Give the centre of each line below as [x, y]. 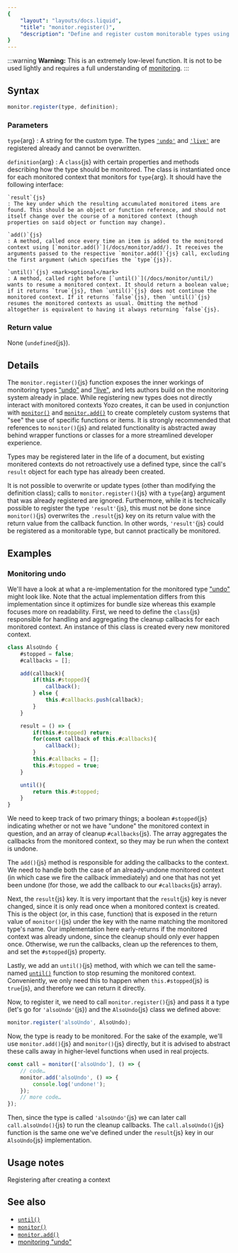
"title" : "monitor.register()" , [68, 27]
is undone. [23, 849]
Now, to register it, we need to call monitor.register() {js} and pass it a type [119, 1002]
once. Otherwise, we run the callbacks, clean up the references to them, [113, 944]
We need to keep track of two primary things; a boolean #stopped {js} [107, 819]
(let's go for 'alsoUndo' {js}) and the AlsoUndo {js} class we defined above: [114, 1010]
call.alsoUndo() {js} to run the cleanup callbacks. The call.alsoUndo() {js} [116, 1125]
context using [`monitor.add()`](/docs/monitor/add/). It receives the [115, 247]
